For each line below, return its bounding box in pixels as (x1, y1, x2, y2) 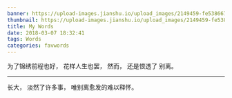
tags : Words (7, 36, 41, 43)
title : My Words (7, 23, 54, 30)
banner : (7, 10, 30, 17)
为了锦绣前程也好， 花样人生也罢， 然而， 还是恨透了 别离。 (7, 62, 177, 70)
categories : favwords (7, 42, 70, 49)
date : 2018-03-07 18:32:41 (7, 29, 85, 37)
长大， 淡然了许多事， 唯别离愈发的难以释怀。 (7, 84, 138, 91)
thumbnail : (7, 17, 39, 23)
